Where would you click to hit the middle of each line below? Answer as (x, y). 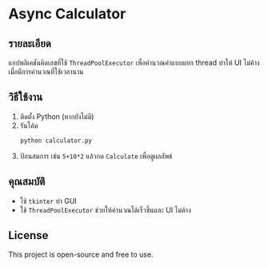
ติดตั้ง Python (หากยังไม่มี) (57, 116)
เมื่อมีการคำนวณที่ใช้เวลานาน (46, 72)
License (28, 235)
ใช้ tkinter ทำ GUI (48, 201)
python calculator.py (56, 141)
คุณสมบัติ (27, 182)
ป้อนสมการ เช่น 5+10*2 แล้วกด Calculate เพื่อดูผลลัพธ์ (96, 156)
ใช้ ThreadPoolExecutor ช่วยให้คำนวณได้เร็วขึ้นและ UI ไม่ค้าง (105, 209)
